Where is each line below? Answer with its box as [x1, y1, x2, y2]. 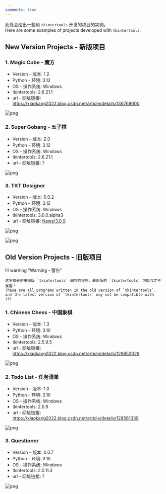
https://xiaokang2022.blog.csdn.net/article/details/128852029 [12, 351, 140, 357]
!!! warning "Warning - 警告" [5, 267, 62, 273]
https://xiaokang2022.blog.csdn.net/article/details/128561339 [12, 415, 139, 421]
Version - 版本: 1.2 [12, 71, 50, 77]
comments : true [5, 7, 37, 12]
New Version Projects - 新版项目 [5, 43, 106, 51]
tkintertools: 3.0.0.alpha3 [12, 212, 63, 218]
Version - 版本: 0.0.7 [12, 449, 54, 455]
